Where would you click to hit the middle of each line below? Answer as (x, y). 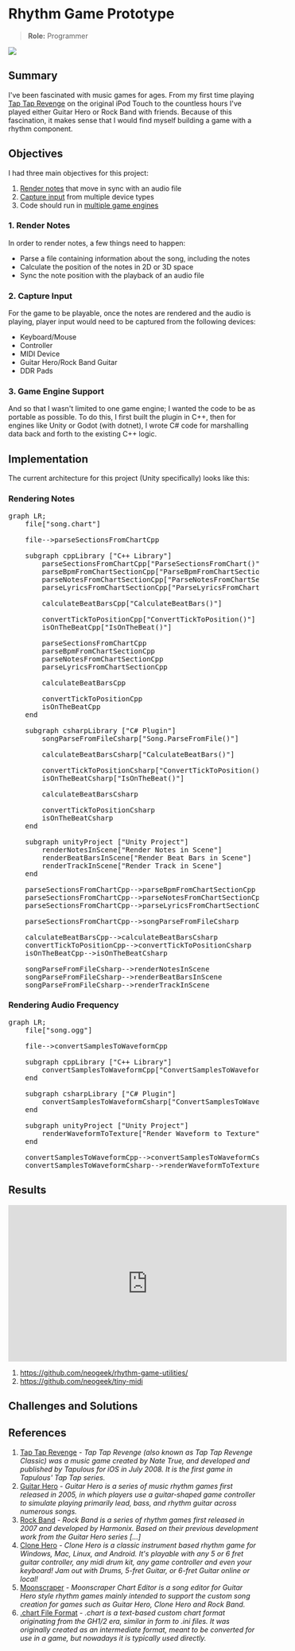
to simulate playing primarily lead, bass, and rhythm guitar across (128, 1502)
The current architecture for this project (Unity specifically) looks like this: (129, 479)
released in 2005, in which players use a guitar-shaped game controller (138, 1494)
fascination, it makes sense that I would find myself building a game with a (130, 120)
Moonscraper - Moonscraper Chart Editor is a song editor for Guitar (131, 1587)
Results (27, 1190)
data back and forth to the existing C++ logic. (83, 434)
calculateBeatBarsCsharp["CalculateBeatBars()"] (138, 754)
